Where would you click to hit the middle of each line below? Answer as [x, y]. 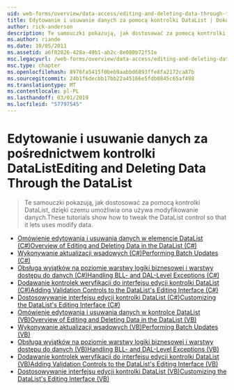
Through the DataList [70, 184]
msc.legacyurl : [29, 59]
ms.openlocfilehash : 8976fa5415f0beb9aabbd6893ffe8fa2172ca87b [101, 72]
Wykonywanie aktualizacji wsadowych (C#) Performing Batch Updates [118, 253]
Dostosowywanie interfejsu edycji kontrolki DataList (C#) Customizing [117, 297]
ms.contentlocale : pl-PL [43, 91]
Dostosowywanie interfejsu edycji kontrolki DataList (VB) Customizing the [122, 371]
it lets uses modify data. [58, 224]
